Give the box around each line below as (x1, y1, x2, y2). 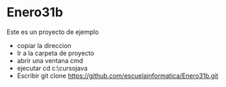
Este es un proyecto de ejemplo (6, 28, 99, 36)
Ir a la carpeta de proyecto (16, 49, 95, 57)
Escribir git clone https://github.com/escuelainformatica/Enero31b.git (16, 71, 219, 80)
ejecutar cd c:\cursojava (16, 64, 88, 72)
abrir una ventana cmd (16, 56, 84, 64)
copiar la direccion (16, 41, 72, 50)
